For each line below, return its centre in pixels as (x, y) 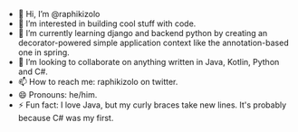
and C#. (33, 71)
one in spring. (43, 52)
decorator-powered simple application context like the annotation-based (153, 42)
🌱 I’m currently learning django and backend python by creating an (143, 33)
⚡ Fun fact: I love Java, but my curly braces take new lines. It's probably (152, 105)
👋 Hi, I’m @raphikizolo (59, 14)
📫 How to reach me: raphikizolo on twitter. (98, 82)
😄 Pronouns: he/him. (58, 94)
